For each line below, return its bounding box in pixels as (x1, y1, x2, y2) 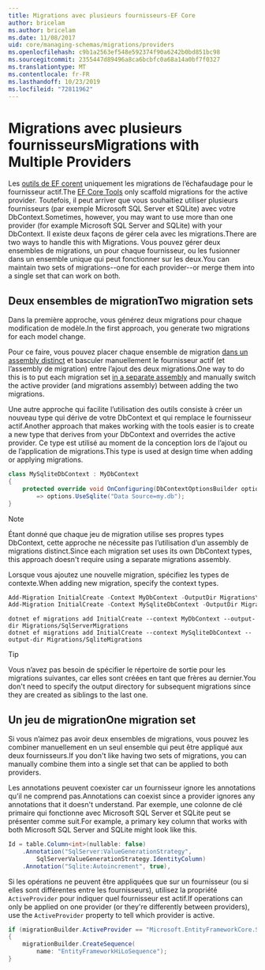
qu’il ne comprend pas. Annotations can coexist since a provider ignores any (8, 791, 256, 801)
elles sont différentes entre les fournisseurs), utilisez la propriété (8, 885, 218, 894)
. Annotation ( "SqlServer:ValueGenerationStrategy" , (22, 847, 192, 855)
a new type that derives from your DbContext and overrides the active (8, 430, 236, 440)
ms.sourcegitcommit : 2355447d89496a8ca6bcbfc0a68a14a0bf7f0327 (8, 56, 221, 64)
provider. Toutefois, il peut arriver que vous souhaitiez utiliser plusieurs (8, 195, 239, 206)
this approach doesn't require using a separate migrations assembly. (8, 554, 231, 564)
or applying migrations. (8, 455, 84, 465)
